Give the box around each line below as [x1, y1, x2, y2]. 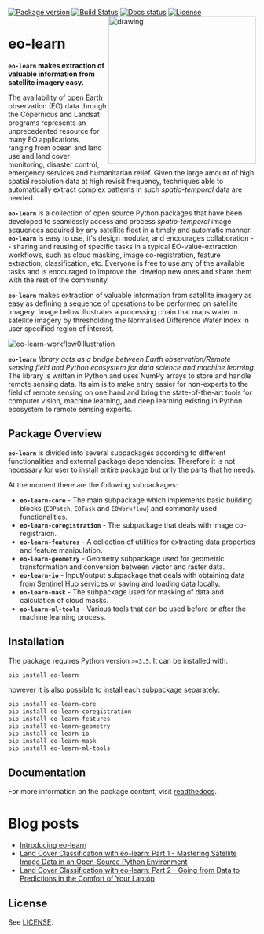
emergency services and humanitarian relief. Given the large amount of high [8, 167, 255, 177]
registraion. [19, 528, 57, 538]
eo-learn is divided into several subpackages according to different [8, 448, 226, 458]
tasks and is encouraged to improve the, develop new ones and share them [8, 267, 252, 276]
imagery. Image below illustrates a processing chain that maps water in [8, 307, 238, 316]
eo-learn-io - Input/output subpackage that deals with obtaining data [19, 570, 245, 579]
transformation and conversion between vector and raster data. [19, 562, 225, 572]
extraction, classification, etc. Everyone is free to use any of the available [8, 258, 245, 267]
